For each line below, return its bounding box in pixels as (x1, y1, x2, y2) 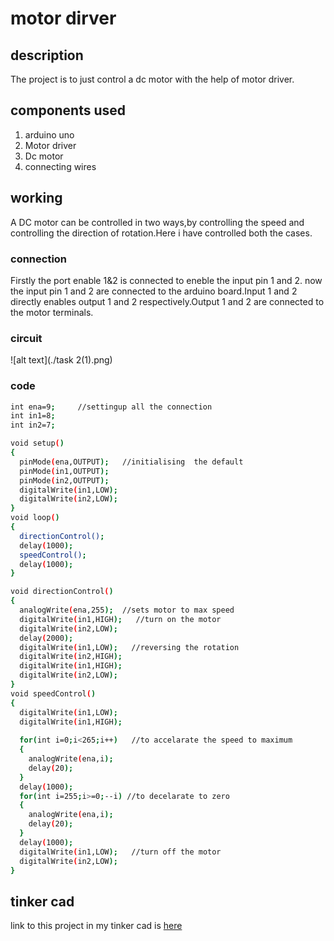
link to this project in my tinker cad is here (10, 920, 183, 932)
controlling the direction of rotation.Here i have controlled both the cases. (10, 227, 313, 239)
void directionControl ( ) (10, 587, 114, 597)
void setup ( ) (10, 438, 65, 449)
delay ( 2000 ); (19, 633, 74, 643)
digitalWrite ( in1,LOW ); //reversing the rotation (19, 642, 240, 652)
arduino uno (24, 128, 75, 141)
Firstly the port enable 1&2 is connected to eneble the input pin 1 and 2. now (10, 274, 323, 286)
